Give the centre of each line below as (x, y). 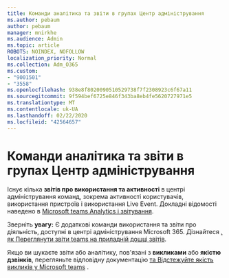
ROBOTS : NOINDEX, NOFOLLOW (46, 52)
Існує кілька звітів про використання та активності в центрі (96, 189)
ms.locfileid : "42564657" (44, 122)
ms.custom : (23, 71)
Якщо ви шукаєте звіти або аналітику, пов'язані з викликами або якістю (114, 253)
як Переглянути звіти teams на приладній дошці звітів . (87, 239)
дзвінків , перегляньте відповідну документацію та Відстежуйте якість (110, 260)
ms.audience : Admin (35, 39)
